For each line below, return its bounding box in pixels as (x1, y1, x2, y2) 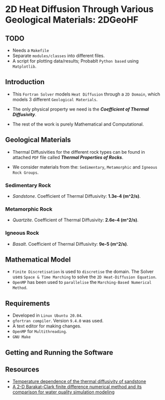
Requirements (5, 299, 50, 307)
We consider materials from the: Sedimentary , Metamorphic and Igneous (12, 164, 157, 170)
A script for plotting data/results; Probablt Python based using (12, 58, 139, 64)
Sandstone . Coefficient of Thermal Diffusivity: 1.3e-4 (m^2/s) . (12, 193, 141, 199)
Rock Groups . (12, 169, 39, 175)
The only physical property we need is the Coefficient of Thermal (12, 106, 149, 112)
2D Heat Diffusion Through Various (5, 4, 154, 15)
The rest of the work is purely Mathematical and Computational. (12, 121, 144, 127)
